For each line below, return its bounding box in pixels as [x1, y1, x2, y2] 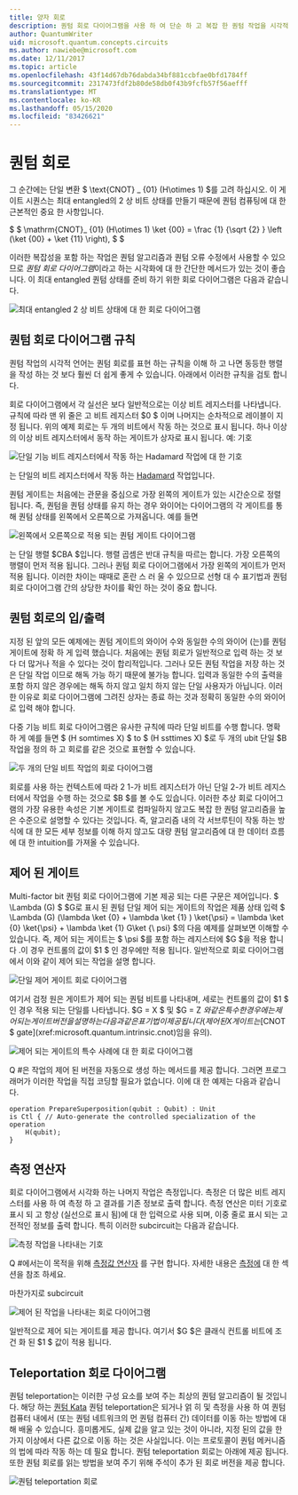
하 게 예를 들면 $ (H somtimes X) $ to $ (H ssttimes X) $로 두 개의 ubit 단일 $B [9, 732, 287, 743]
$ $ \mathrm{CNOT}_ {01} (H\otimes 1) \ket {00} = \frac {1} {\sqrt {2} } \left [9, 224, 282, 235]
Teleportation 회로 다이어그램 [9, 1365, 167, 1380]
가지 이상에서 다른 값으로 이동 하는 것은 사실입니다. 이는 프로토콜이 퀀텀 [9, 1435, 255, 1446]
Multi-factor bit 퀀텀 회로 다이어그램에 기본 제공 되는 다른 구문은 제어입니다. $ [9, 890, 279, 902]
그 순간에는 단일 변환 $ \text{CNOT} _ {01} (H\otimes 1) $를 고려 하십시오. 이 [9, 184, 278, 195]
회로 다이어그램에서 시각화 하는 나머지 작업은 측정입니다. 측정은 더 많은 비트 [9, 1187, 270, 1197]
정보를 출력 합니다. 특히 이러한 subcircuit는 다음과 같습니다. [32, 1221, 239, 1231]
